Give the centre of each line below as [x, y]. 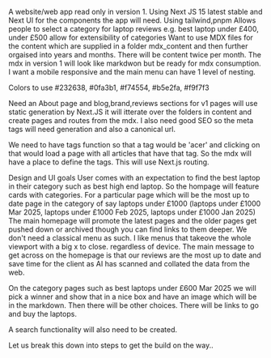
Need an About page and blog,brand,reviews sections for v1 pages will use [133, 103]
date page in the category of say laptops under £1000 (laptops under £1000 [135, 203]
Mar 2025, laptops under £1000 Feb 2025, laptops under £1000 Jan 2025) [132, 212]
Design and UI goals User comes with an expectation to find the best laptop [134, 178]
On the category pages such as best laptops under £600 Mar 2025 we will [132, 288]
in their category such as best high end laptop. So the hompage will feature [134, 186]
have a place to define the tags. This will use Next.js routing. [109, 162]
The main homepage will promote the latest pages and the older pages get [133, 221]
